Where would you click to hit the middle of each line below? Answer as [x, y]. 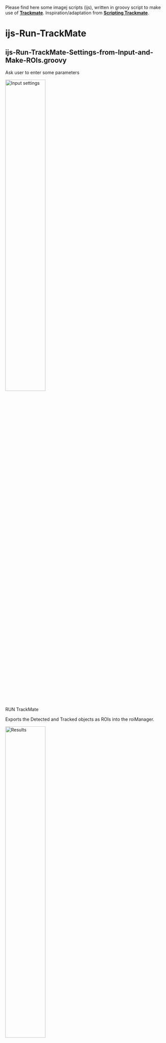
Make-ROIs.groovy [36, 60]
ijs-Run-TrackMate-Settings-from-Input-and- [79, 52]
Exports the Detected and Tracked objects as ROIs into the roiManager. [80, 719]
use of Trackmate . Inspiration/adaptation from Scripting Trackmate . [77, 13]
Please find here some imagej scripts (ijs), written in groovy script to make [83, 7]
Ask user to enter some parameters [43, 73]
